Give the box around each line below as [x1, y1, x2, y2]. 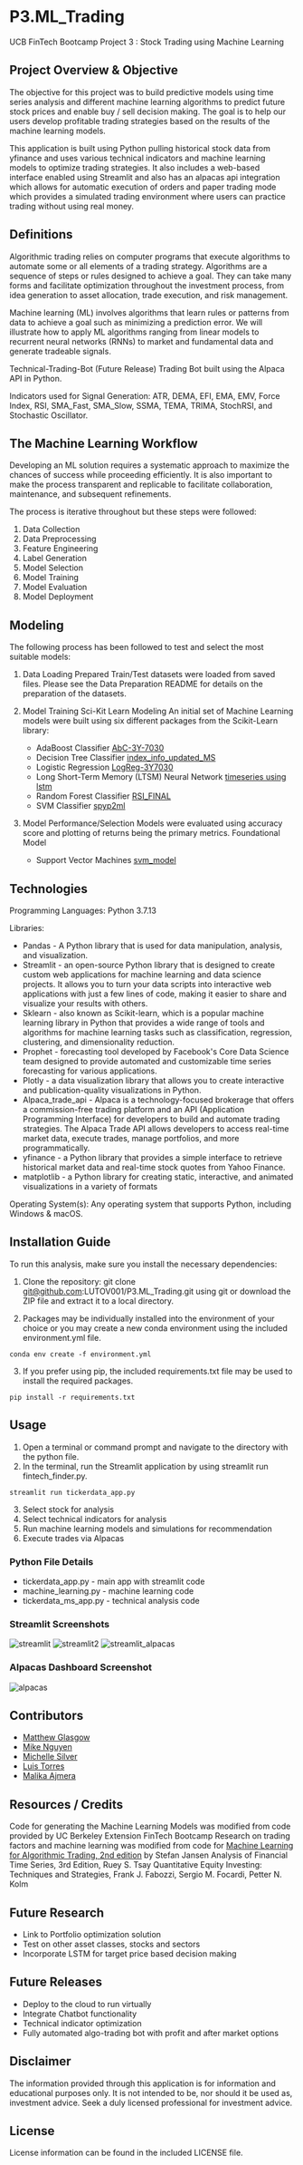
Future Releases [9, 1975, 102, 1990]
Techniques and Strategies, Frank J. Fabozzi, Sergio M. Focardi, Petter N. [9, 1869, 282, 1880]
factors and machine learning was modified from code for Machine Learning [9, 1840, 294, 1851]
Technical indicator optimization [22, 2017, 142, 2028]
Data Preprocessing [22, 533, 97, 545]
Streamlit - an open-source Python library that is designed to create [22, 959, 276, 970]
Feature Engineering [22, 543, 99, 554]
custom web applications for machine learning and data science [22, 969, 262, 980]
